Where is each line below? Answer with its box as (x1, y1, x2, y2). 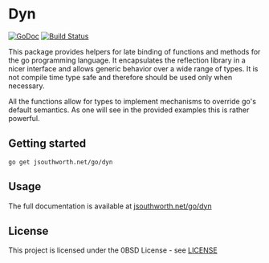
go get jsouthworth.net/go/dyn (8, 158, 113, 166)
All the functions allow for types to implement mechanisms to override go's (8, 96, 257, 106)
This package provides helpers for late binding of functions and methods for (8, 47, 261, 56)
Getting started (8, 137, 87, 151)
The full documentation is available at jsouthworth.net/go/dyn (8, 201, 212, 211)
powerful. (8, 113, 40, 123)
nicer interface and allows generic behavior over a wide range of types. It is (8, 63, 259, 73)
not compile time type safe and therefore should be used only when (8, 72, 233, 82)
